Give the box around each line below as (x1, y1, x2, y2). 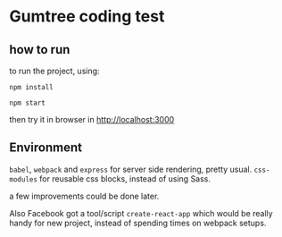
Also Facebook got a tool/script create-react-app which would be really (9, 207, 274, 218)
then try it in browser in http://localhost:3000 (9, 114, 175, 124)
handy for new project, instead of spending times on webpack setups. (9, 217, 267, 228)
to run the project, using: (9, 65, 100, 76)
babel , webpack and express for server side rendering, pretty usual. (9, 164, 253, 174)
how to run (9, 42, 70, 57)
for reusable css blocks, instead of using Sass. (39, 173, 211, 184)
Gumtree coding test (9, 6, 165, 27)
